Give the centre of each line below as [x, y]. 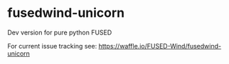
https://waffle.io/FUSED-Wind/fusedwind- [160, 46]
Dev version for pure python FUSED [60, 32]
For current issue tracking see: [52, 46]
